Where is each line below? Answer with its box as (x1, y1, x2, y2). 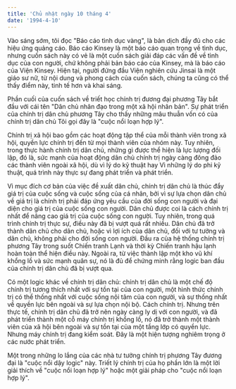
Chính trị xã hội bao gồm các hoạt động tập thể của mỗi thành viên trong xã (7, 131, 227, 139)
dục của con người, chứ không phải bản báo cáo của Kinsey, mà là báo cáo (7, 58, 225, 67)
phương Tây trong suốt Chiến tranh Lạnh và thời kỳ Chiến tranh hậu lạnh (7, 241, 217, 250)
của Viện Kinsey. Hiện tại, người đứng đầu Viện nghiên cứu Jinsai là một (7, 66, 216, 75)
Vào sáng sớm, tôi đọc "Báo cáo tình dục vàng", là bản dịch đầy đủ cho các (7, 36, 226, 44)
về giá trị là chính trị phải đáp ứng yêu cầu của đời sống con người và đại (7, 196, 218, 205)
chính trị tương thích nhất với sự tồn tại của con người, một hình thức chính (7, 285, 223, 293)
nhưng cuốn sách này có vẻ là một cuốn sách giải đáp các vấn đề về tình (7, 51, 219, 60)
